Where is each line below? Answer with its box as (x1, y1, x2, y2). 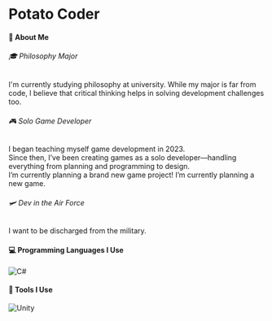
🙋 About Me (8, 32, 49, 41)
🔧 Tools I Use (8, 285, 53, 295)
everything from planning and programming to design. (8, 162, 190, 171)
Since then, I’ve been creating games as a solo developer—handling (8, 153, 237, 163)
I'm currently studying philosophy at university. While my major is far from (8, 79, 257, 89)
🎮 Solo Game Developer (8, 115, 92, 126)
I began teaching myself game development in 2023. (8, 144, 186, 154)
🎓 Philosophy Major (8, 51, 78, 61)
